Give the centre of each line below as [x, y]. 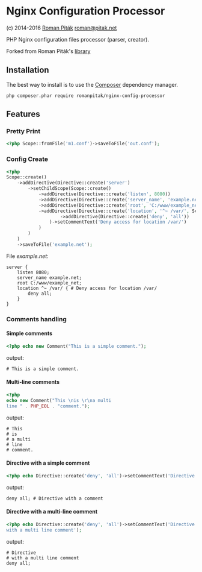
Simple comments [29, 333]
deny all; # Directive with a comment [55, 498]
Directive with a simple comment [48, 463]
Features [23, 114]
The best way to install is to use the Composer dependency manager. [92, 84]
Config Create [27, 159]
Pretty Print [23, 131]
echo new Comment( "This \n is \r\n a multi [59, 400]
